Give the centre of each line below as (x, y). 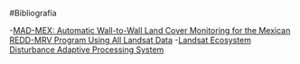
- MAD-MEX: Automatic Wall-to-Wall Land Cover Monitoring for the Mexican (150, 30)
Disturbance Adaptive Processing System (87, 50)
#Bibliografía (33, 13)
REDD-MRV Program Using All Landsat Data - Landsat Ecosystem (130, 40)
